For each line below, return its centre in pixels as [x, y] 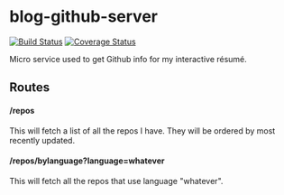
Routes [30, 88]
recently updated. [42, 140]
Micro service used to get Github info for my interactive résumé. [128, 59]
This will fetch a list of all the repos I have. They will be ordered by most [142, 130]
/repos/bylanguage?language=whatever [87, 161]
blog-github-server [83, 17]
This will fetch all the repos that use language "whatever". [116, 181]
